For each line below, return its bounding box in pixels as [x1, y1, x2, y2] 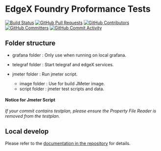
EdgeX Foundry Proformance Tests [5, 3, 151, 15]
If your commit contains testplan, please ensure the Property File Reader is [5, 108, 157, 114]
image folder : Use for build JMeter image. [19, 80, 105, 86]
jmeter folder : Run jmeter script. [12, 71, 78, 77]
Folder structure [5, 39, 56, 48]
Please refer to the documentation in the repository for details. [5, 140, 131, 146]
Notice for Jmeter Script [5, 97, 55, 103]
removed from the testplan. [5, 113, 60, 119]
